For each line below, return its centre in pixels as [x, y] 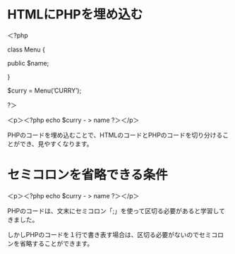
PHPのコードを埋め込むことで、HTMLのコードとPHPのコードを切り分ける [115, 135]
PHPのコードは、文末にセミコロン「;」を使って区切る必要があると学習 [110, 211]
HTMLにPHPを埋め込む [75, 14]
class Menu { [26, 49]
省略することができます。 [56, 243]
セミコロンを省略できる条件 [88, 175]
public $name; [28, 63]
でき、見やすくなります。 [56, 144]
